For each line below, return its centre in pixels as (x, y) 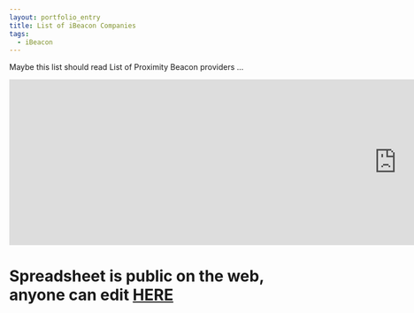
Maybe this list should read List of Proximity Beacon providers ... (126, 67)
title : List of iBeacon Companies (73, 26)
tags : (19, 34)
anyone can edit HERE (92, 295)
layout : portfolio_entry (55, 17)
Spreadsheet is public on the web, (137, 276)
